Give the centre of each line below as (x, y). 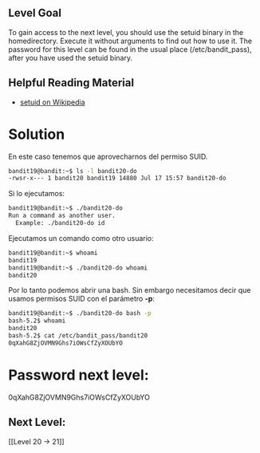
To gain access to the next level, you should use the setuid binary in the (126, 32)
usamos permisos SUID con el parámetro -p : (82, 299)
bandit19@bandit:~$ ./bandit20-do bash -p (80, 313)
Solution (37, 134)
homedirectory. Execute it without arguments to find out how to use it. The (130, 41)
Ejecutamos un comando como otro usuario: (81, 238)
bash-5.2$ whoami (37, 321)
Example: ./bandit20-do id (60, 223)
